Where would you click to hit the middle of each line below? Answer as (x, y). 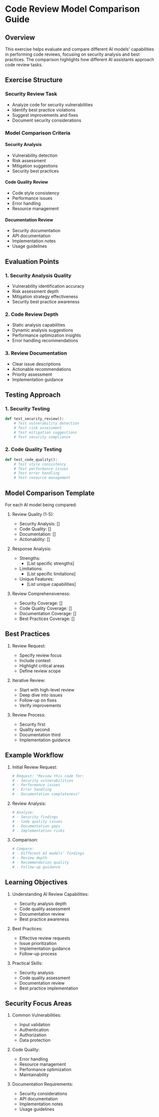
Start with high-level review (47, 689)
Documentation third (40, 734)
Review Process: (29, 715)
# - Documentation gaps (36, 826)
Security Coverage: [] (41, 603)
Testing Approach (33, 395)
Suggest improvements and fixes (45, 115)
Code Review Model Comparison (72, 9)
